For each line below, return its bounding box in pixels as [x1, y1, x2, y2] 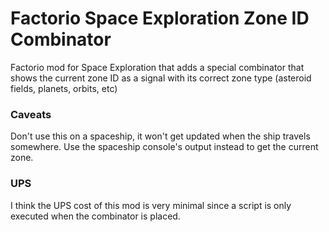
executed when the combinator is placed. [10, 210, 181, 222]
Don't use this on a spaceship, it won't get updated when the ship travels [10, 130, 311, 142]
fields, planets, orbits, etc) [10, 82, 118, 94]
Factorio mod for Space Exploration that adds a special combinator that [10, 61, 305, 73]
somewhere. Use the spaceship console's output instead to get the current [10, 141, 319, 153]
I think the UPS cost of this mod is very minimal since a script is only [10, 199, 292, 211]
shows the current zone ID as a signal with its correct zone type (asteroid [10, 72, 312, 84]
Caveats [10, 107, 52, 121]
